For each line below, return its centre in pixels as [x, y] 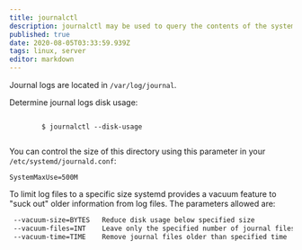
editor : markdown [42, 59]
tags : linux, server [48, 51]
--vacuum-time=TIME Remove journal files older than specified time [150, 237]
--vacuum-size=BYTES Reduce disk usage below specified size [134, 220]
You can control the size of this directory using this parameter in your [138, 151]
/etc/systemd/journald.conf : [63, 161]
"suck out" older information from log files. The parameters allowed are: [142, 204]
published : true [40, 34]
